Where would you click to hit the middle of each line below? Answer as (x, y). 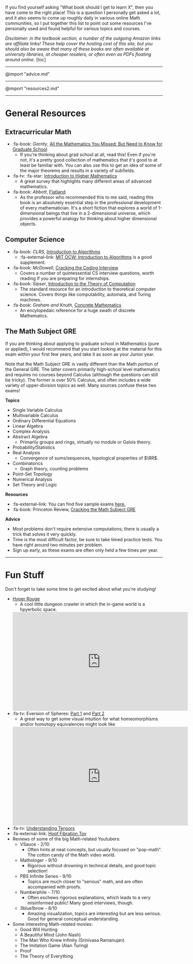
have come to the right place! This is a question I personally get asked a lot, (83, 13)
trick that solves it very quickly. (44, 534)
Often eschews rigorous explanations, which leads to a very (89, 897)
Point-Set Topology (32, 474)
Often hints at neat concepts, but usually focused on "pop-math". (94, 849)
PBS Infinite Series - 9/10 (45, 876)
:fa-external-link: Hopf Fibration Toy (49, 833)
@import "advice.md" (27, 74)
